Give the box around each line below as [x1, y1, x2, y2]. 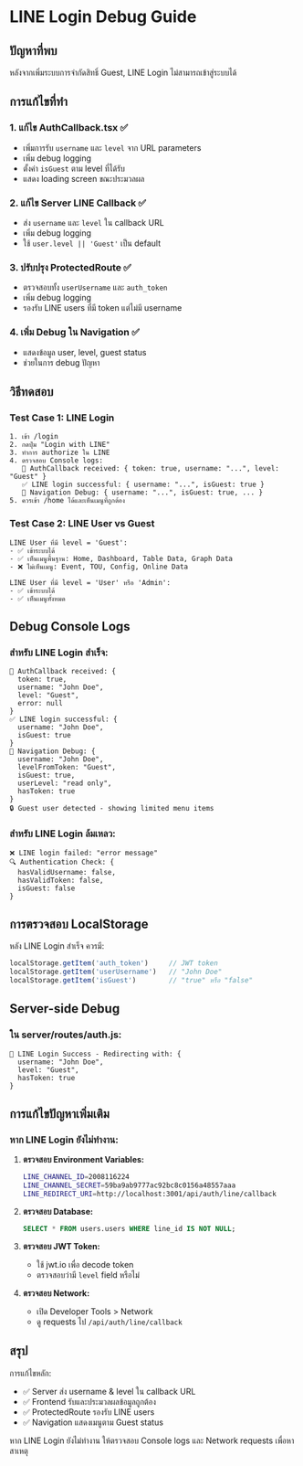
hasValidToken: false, [17, 876, 104, 885]
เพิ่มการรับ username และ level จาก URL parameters [22, 142, 202, 153]
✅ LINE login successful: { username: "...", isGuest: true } [21, 480, 265, 490]
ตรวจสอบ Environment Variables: [22, 1154, 144, 1165]
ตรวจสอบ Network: [22, 1287, 90, 1299]
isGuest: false [17, 884, 76, 893]
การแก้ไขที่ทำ [9, 94, 68, 110]
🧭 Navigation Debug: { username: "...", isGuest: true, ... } [21, 488, 263, 497]
